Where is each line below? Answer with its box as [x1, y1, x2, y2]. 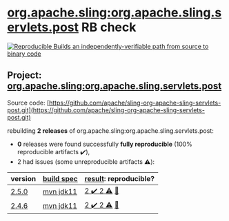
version [10, 173, 37, 183]
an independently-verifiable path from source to [72, 42, 209, 50]
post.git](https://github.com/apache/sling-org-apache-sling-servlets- [7, 105, 206, 114]
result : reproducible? [84, 173, 155, 183]
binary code [7, 50, 41, 58]
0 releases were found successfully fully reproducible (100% [17, 140, 193, 148]
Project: [7, 70, 42, 81]
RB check [81, 19, 137, 35]
